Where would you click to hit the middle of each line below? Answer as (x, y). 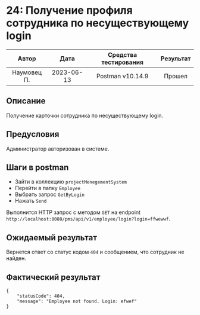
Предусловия (33, 134)
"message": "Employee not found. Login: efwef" (77, 301)
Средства (123, 54)
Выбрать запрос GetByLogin (50, 194)
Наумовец (27, 72)
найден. (16, 258)
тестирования (122, 62)
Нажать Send (31, 201)
